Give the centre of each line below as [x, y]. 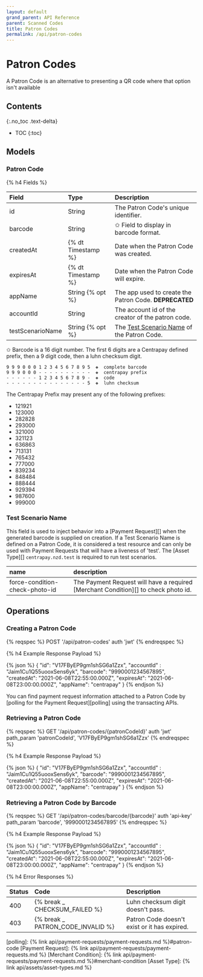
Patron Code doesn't [156, 919]
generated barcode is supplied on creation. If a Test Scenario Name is [93, 538]
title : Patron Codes [32, 29]
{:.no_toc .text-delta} [32, 121]
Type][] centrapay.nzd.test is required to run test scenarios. [82, 557]
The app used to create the [153, 292]
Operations [28, 611]
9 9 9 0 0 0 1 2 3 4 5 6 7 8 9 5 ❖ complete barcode [77, 367]
